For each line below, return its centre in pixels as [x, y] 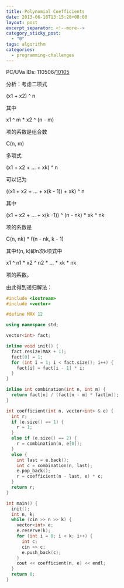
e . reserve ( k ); [34, 531]
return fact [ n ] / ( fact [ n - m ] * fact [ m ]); [65, 395]
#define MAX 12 [25, 315]
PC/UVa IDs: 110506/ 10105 [38, 72]
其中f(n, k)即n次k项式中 [34, 251]
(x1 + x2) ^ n [21, 96]
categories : [20, 50]
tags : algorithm [26, 45]
